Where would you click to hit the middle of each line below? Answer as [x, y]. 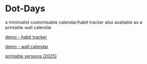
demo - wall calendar [27, 46]
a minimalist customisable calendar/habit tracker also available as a [74, 22]
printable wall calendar [28, 27]
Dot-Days [25, 9]
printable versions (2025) [31, 56]
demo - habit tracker [26, 37]
